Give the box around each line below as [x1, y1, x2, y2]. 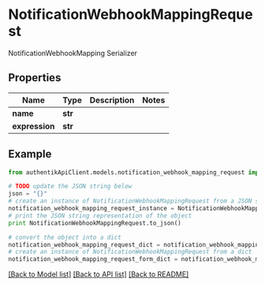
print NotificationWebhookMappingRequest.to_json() [8, 219, 181, 227]
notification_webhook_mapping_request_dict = [8, 240, 160, 249]
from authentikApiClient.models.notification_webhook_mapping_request [8, 168, 245, 176]
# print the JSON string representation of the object [8, 211, 192, 220]
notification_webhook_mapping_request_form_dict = [8, 255, 178, 263]
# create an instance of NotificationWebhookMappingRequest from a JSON [8, 197, 252, 206]
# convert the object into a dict [8, 233, 122, 241]
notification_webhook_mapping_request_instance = [8, 205, 175, 213]
